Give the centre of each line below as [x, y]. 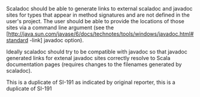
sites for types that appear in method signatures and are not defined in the [98, 15]
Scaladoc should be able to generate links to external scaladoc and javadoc [99, 9]
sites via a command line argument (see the [60, 27]
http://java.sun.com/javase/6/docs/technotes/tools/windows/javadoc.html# [101, 34]
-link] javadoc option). [57, 40]
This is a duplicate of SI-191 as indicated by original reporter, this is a [91, 82]
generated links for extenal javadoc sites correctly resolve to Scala [88, 58]
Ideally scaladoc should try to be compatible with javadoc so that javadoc [97, 52]
